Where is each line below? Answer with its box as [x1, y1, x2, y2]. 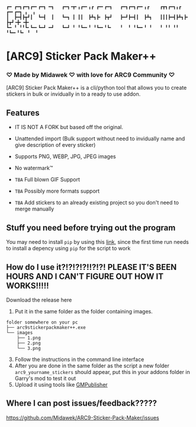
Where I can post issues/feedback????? [6, 398, 157, 409]
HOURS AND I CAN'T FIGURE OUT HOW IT [6, 271, 164, 281]
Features [6, 108, 40, 118]
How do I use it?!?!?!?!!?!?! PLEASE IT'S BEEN [6, 262, 177, 272]
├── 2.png [17, 340, 41, 346]
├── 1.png [17, 335, 41, 341]
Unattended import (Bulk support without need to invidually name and [14, 135, 185, 142]
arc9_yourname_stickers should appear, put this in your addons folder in [14, 368, 191, 375]
